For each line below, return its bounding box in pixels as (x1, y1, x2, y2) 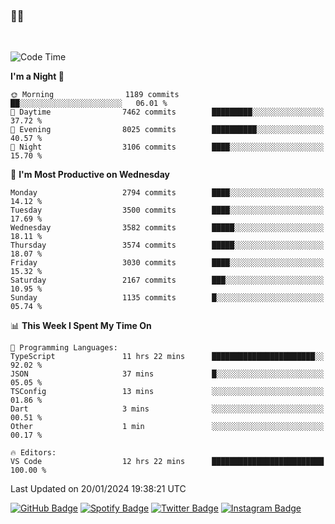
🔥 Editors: (10, 448, 57, 458)
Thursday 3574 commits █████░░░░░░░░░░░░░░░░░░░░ (10, 240, 325, 251)
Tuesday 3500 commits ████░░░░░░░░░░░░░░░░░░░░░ (10, 205, 325, 216)
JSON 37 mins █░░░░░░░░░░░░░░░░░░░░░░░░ (10, 369, 325, 379)
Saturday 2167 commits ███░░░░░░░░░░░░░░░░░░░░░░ (10, 275, 325, 286)
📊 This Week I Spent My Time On (10, 320, 152, 332)
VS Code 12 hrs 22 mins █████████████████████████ (10, 457, 325, 467)
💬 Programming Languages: (10, 343, 118, 353)
